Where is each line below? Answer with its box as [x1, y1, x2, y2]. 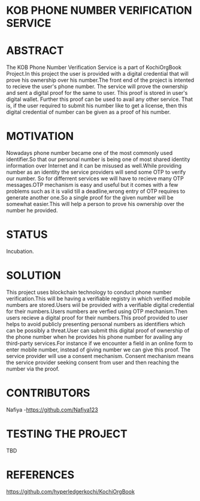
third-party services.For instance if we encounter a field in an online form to [6, 339, 193, 347]
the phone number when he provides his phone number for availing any [6, 333, 183, 340]
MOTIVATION [6, 130, 74, 143]
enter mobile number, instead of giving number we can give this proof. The [6, 346, 190, 353]
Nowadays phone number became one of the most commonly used [6, 150, 172, 157]
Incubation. [6, 247, 34, 255]
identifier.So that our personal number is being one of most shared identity [6, 156, 190, 163]
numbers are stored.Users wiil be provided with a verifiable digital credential [6, 301, 195, 308]
